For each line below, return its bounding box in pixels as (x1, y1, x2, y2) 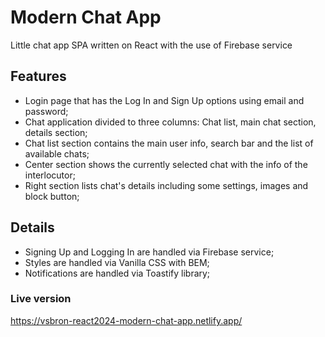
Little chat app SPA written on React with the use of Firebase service (10, 39, 293, 51)
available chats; (24, 147, 90, 160)
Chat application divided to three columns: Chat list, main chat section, (24, 116, 317, 128)
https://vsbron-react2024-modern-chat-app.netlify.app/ (10, 314, 243, 326)
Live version (10, 292, 72, 306)
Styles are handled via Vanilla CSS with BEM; (24, 256, 210, 268)
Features (10, 68, 67, 85)
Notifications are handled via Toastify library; (24, 267, 211, 279)
